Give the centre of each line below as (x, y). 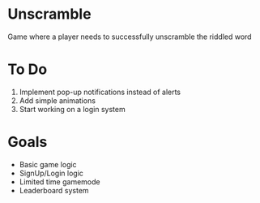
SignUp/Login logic (51, 173)
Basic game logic (48, 164)
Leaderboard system (54, 190)
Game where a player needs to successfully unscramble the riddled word (130, 37)
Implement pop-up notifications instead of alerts (100, 92)
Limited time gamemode (60, 181)
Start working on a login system (72, 109)
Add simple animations (58, 100)
